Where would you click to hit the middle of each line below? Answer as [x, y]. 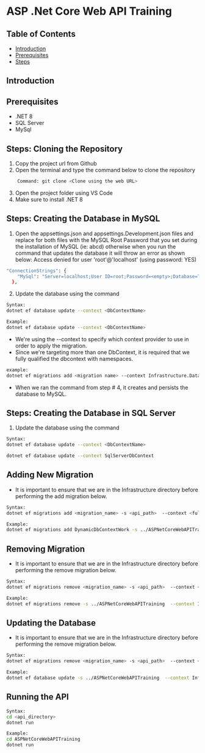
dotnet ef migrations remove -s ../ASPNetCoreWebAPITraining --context [101, 604]
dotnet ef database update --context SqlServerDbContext [80, 456]
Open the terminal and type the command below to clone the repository [105, 170]
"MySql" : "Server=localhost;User [60, 276]
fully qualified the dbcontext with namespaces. [74, 358]
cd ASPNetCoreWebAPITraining [43, 740]
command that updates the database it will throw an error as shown [100, 253]
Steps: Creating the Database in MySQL [83, 219]
